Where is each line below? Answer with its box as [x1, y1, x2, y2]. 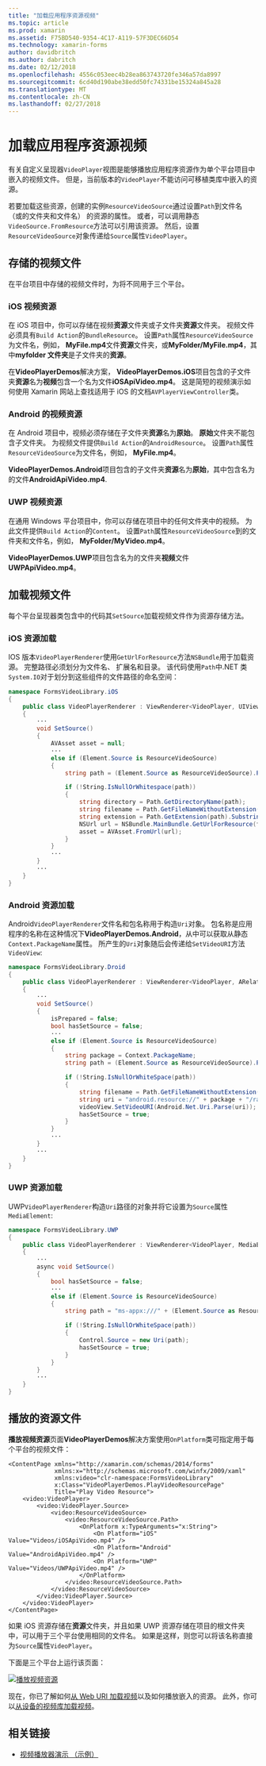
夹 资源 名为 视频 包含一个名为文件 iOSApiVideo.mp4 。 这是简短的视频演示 [8, 377, 245, 387]
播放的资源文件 [8, 1412, 82, 1425]
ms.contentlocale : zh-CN [8, 93, 90, 101]
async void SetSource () [36, 1263, 115, 1271]
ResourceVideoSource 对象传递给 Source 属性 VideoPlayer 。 [8, 231, 192, 240]
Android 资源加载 [8, 899, 75, 910]
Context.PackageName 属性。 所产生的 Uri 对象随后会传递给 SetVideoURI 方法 [8, 938, 245, 948]
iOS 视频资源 [8, 301, 57, 312]
